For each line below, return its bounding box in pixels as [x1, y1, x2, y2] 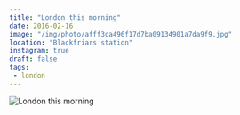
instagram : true [9, 46, 69, 55]
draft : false [9, 54, 58, 63]
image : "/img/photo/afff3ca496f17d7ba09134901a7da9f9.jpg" [9, 29, 233, 38]
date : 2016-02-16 [9, 21, 74, 30]
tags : [9, 63, 29, 72]
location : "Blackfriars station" [9, 37, 133, 47]
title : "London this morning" [9, 12, 122, 22]
